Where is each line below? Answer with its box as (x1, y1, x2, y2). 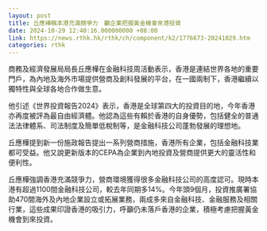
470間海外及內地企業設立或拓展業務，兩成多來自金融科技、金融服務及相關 (14, 194, 258, 204)
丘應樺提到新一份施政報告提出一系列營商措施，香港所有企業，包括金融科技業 (8, 138, 259, 147)
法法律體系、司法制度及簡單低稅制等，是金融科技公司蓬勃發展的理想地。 (8, 121, 245, 131)
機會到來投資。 (8, 214, 57, 224)
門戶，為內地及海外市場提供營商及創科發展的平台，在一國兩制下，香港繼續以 (8, 74, 259, 84)
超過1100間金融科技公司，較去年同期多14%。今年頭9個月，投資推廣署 (21, 185, 250, 194)
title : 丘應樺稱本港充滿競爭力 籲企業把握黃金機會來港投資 (8, 19, 181, 27)
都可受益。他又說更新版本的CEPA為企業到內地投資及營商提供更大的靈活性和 (8, 148, 257, 158)
